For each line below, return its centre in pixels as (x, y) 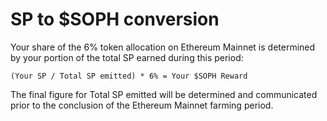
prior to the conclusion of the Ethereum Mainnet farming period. (142, 105)
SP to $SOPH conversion (115, 19)
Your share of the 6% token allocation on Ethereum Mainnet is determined (163, 47)
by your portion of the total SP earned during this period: (127, 57)
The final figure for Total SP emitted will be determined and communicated (164, 94)
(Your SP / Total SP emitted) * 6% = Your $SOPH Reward (129, 76)
